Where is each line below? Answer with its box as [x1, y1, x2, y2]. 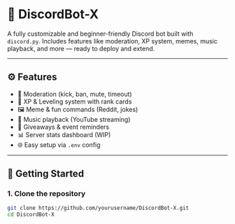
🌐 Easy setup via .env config [17, 140, 101, 149]
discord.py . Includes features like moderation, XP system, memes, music [7, 36, 218, 45]
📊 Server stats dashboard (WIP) [17, 130, 111, 139]
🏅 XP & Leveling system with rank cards [17, 97, 132, 106]
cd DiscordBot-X [7, 211, 55, 218]
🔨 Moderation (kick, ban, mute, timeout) [17, 90, 132, 98]
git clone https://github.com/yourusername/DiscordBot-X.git [7, 204, 190, 212]
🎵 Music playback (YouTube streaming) [17, 115, 131, 123]
